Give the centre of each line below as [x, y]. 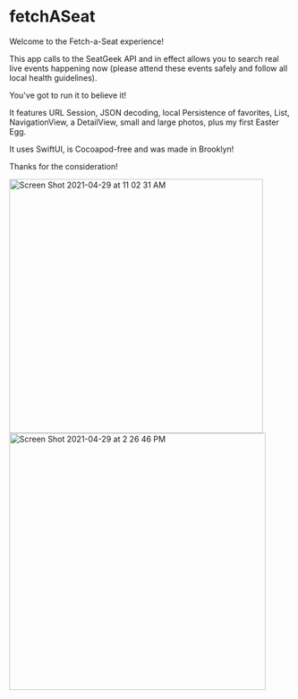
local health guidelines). [53, 77]
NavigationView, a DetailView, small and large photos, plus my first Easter [144, 122]
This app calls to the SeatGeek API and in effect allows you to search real [144, 58]
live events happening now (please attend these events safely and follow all [149, 68]
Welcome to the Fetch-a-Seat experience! [86, 41]
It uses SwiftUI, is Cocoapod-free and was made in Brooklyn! [122, 149]
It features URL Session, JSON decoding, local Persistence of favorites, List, [149, 112]
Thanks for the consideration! [64, 166]
